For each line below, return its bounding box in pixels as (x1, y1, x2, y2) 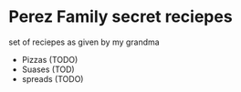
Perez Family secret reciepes (8, 6, 234, 27)
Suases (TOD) (21, 64, 75, 75)
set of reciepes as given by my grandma (8, 36, 161, 47)
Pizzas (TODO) (21, 54, 79, 65)
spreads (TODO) (21, 73, 84, 84)
